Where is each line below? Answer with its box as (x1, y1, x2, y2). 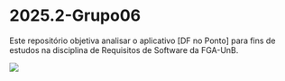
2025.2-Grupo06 (9, 5, 142, 26)
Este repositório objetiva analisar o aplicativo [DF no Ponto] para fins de (9, 35, 276, 46)
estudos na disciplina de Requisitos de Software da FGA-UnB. (9, 44, 239, 55)
